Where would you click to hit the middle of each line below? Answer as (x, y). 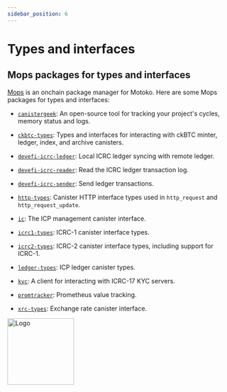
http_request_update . (49, 205)
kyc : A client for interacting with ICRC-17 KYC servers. (96, 281)
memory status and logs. (54, 121)
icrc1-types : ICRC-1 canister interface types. (84, 232)
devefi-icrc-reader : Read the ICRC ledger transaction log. (103, 169)
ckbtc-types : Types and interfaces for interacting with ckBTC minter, (117, 135)
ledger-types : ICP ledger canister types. (77, 267)
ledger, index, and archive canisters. (71, 142)
